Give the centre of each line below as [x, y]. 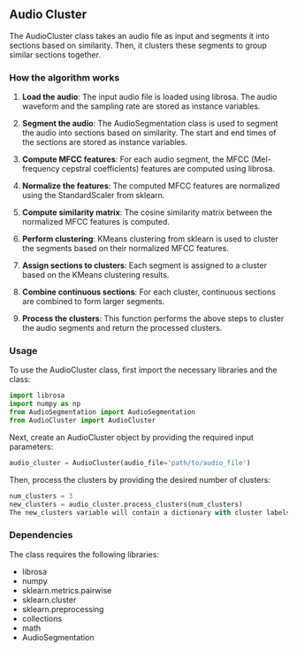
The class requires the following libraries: [84, 554]
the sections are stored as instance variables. [105, 142]
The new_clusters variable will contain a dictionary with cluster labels [150, 512]
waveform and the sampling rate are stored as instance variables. [141, 106]
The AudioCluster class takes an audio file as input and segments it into [139, 35]
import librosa [37, 396]
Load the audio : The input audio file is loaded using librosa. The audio [149, 97]
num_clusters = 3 [41, 496]
